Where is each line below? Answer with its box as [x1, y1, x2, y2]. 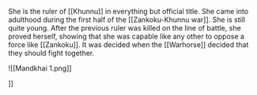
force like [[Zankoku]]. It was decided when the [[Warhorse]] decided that [8, 40, 249, 49]
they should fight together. [8, 49, 95, 57]
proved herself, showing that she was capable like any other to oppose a [8, 31, 245, 41]
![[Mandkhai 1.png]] [8, 64, 73, 73]
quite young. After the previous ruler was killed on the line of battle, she [8, 24, 241, 32]
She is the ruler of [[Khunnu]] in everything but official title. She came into [8, 7, 249, 16]
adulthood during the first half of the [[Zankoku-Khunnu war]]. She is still [8, 15, 246, 24]
